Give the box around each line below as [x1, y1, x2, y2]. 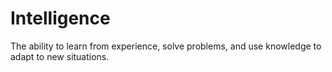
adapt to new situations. [10, 50, 110, 62]
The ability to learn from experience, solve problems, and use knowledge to [10, 40, 322, 52]
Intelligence [10, 7, 111, 30]
